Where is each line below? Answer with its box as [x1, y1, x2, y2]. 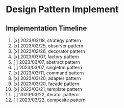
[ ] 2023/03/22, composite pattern [13, 97, 86, 103]
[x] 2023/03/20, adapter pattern [13, 75, 81, 81]
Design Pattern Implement [6, 4, 119, 15]
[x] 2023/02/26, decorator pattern [13, 48, 86, 54]
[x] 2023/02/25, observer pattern [13, 43, 84, 49]
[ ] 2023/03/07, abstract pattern [13, 59, 81, 65]
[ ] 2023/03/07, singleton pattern [13, 65, 82, 70]
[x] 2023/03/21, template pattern [13, 86, 82, 92]
